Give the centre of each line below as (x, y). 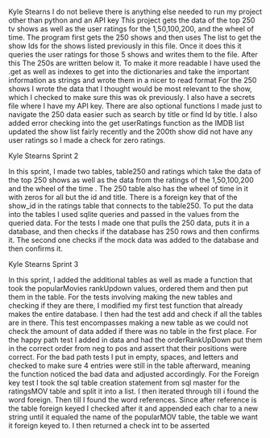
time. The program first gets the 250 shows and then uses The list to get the (135, 37)
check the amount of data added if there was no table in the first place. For (133, 331)
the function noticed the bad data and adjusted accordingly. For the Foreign (134, 374)
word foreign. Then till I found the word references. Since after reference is (133, 400)
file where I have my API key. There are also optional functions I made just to (135, 106)
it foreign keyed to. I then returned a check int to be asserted (109, 425)
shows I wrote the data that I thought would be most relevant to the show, (130, 89)
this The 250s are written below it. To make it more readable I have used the (135, 63)
